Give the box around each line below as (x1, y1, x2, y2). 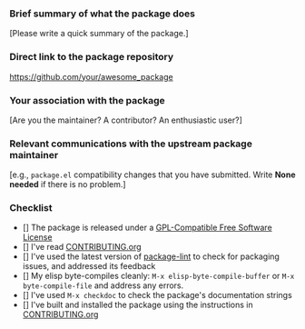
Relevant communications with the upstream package (9, 137, 252, 150)
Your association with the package (9, 94, 165, 106)
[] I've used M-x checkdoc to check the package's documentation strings (22, 290, 292, 301)
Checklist (9, 202, 53, 214)
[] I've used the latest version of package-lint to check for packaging (22, 251, 280, 262)
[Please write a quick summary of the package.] (9, 28, 189, 39)
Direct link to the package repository (9, 51, 174, 64)
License (22, 232, 53, 243)
